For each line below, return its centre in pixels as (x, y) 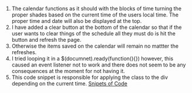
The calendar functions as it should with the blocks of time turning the (97, 9)
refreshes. (24, 52)
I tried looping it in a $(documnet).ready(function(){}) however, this (92, 59)
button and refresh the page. (46, 40)
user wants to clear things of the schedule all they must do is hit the (94, 34)
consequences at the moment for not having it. (68, 71)
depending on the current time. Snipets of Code (70, 84)
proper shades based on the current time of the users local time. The (95, 15)
